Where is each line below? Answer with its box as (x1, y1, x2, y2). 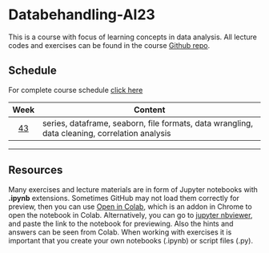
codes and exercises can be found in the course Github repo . (8, 40, 211, 50)
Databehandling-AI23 (8, 6, 156, 24)
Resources (8, 163, 63, 177)
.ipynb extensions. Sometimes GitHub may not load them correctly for (8, 193, 240, 203)
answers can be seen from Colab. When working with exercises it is (8, 227, 232, 237)
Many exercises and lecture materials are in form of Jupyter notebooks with (8, 184, 259, 194)
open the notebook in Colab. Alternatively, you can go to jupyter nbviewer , (8, 210, 253, 219)
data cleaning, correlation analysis (42, 127, 171, 139)
